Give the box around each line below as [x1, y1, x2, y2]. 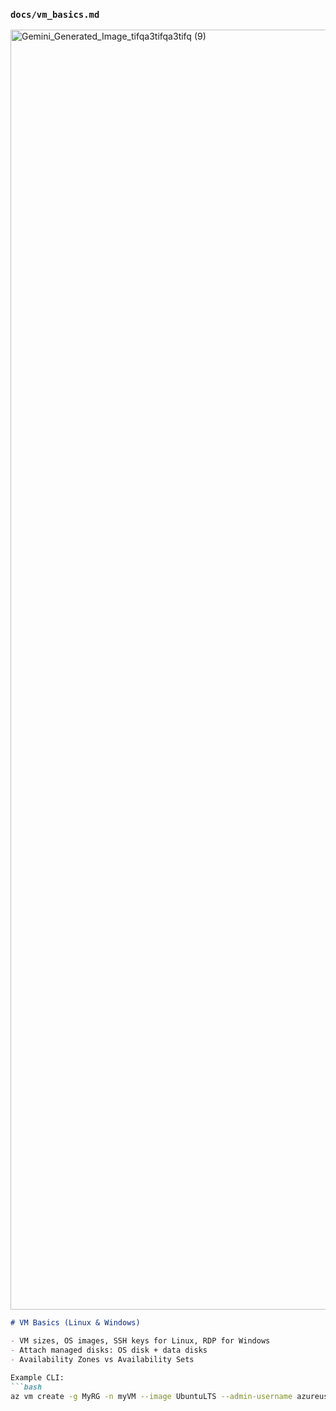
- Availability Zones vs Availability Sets [10, 1354, 195, 1364]
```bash [10, 1382, 43, 1392]
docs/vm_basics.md [10, 9, 100, 20]
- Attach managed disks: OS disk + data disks [10, 1345, 208, 1356]
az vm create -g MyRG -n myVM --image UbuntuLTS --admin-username [10, 1391, 293, 1401]
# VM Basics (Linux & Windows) [10, 1318, 141, 1328]
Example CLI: [10, 1372, 65, 1383]
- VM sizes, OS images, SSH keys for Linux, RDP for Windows [10, 1336, 271, 1346]
